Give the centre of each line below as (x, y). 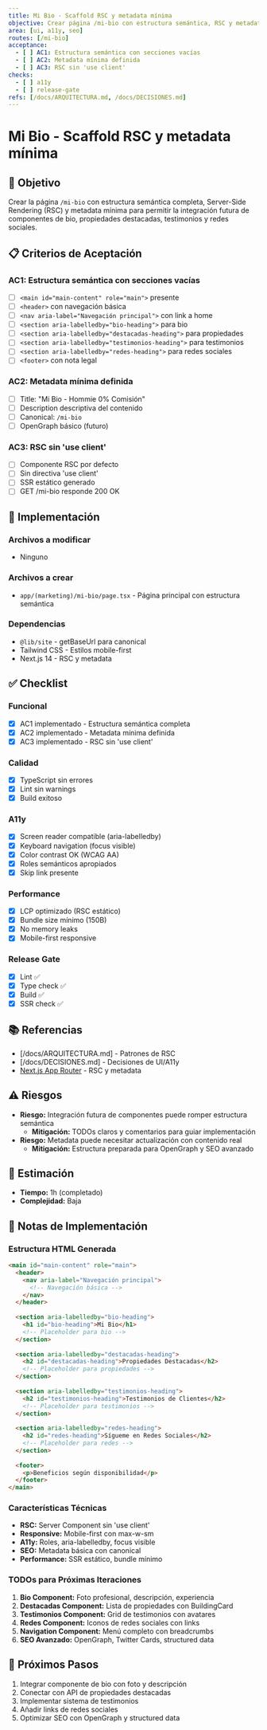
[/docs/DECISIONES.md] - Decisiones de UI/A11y (100, 1061)
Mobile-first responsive (58, 938)
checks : (21, 75)
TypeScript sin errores (56, 780)
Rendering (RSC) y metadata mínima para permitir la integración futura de (129, 210)
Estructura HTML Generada (62, 1249)
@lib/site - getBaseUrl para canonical (83, 641)
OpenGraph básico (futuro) (64, 426)
